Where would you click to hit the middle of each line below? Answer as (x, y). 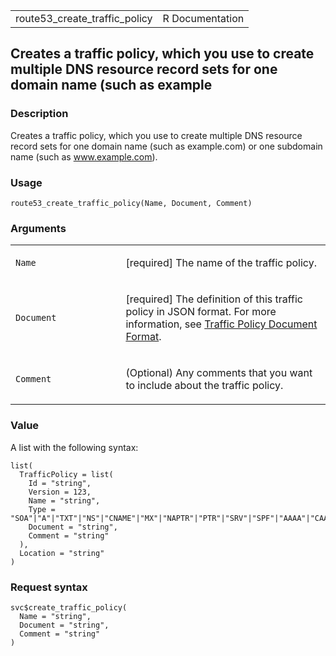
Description (39, 114)
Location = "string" (62, 553)
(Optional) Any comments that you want (219, 373)
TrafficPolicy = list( (66, 474)
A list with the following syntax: (74, 447)
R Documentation (203, 18)
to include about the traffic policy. (204, 386)
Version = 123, (60, 492)
